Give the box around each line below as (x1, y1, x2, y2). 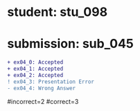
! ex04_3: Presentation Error (7, 78, 95, 85)
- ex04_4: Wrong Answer (7, 85, 76, 92)
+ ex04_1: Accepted (7, 65, 64, 72)
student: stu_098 (7, 4, 108, 20)
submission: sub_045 (7, 36, 134, 52)
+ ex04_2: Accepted (7, 71, 64, 78)
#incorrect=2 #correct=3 (7, 97, 79, 105)
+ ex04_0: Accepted (7, 59, 64, 66)
